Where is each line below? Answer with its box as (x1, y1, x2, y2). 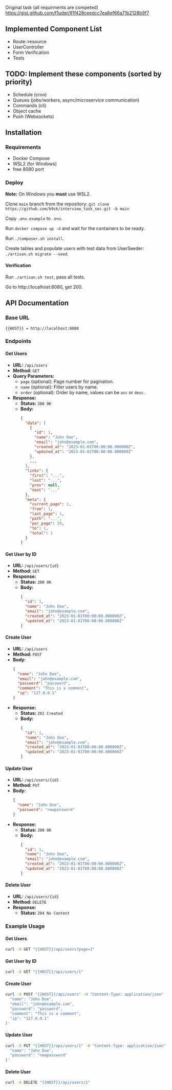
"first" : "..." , (30, 473, 64, 478)
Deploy (5, 179, 24, 186)
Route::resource (12, 38, 47, 44)
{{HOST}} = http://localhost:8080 (5, 326, 79, 331)
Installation (5, 128, 42, 137)
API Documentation (5, 298, 69, 308)
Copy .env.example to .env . (5, 215, 63, 221)
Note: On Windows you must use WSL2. (5, 190, 91, 197)
